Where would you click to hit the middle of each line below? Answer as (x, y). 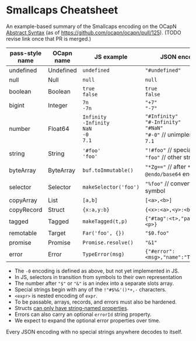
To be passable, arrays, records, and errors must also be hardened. (95, 302)
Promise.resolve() (108, 242)
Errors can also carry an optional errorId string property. (83, 314)
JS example (111, 57)
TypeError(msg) (104, 254)
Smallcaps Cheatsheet (62, 10)
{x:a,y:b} (96, 210)
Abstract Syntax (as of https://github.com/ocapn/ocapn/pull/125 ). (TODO (94, 32)
